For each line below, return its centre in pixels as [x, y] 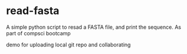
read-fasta [33, 11]
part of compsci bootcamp [38, 33]
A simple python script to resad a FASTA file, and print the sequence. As [94, 27]
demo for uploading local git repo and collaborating [68, 45]
